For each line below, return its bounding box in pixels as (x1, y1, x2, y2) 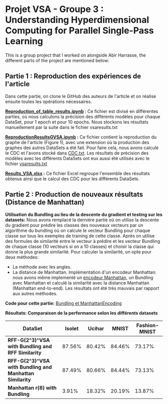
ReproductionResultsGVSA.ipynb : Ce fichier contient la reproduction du (5, 134, 157, 140)
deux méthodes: (5, 254, 39, 260)
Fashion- (136, 322, 159, 329)
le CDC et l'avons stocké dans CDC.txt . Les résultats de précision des (5, 150, 149, 156)
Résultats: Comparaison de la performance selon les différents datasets (5, 310, 158, 316)
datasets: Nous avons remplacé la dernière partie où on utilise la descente (5, 217, 159, 223)
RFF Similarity (7, 349, 41, 356)
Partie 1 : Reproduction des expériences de (5, 72, 141, 81)
